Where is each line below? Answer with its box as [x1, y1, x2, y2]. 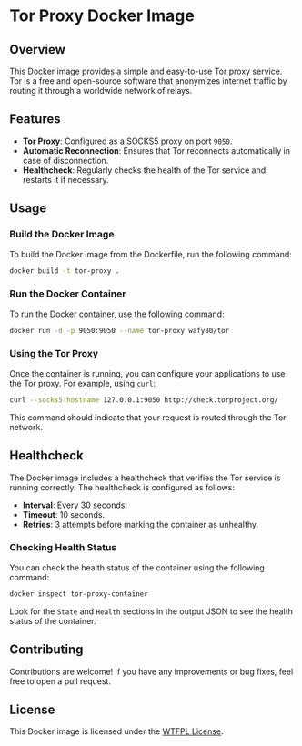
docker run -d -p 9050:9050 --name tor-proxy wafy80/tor [9, 326, 230, 335]
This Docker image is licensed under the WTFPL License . [9, 726, 225, 737]
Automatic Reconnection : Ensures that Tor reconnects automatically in [22, 145, 291, 156]
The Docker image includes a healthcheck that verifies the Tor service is [9, 472, 281, 483]
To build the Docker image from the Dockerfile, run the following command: [9, 248, 293, 259]
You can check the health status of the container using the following [9, 561, 266, 573]
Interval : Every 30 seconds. [22, 499, 127, 510]
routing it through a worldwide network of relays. [9, 86, 193, 96]
